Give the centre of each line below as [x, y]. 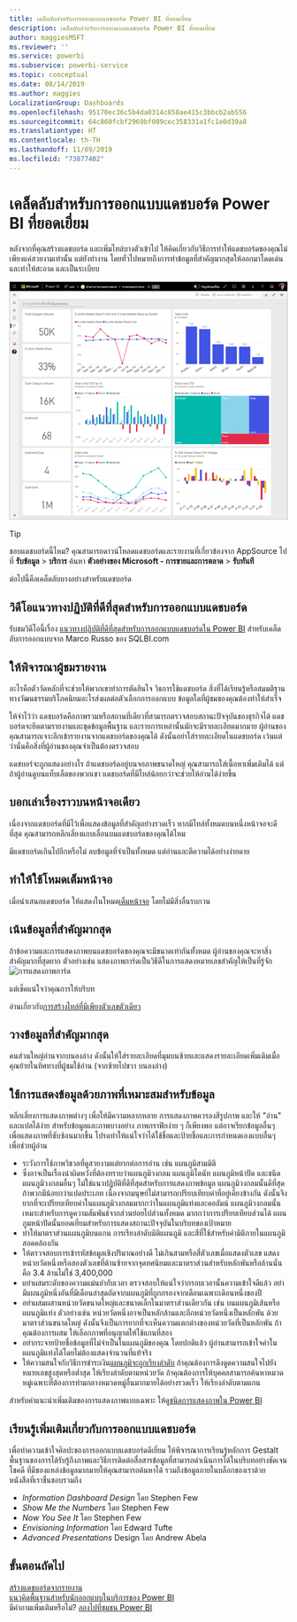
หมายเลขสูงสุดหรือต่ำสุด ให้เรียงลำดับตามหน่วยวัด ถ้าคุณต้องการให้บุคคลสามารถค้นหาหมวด [153, 1373]
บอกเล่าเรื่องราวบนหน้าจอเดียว [75, 802]
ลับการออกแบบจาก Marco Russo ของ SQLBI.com [89, 639]
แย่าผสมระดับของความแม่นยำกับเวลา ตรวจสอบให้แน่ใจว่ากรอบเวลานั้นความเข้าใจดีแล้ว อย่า [153, 1283]
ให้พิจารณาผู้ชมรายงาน [58, 667]
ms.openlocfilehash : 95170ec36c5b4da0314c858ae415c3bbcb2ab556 [128, 112]
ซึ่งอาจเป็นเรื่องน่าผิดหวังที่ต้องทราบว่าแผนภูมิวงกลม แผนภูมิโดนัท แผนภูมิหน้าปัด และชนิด [151, 1174]
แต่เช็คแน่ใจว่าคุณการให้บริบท [52, 988]
